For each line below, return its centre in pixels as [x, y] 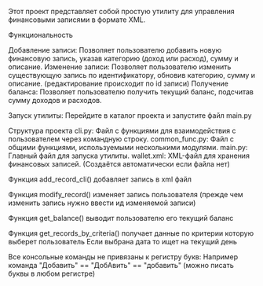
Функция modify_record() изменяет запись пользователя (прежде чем [126, 194]
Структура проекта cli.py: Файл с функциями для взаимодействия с [122, 130]
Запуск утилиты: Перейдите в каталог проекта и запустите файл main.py [130, 115]
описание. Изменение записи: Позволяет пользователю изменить [120, 67]
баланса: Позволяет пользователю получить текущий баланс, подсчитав [131, 92]
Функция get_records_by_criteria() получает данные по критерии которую [131, 233]
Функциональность [40, 35]
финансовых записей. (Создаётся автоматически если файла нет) [119, 164]
